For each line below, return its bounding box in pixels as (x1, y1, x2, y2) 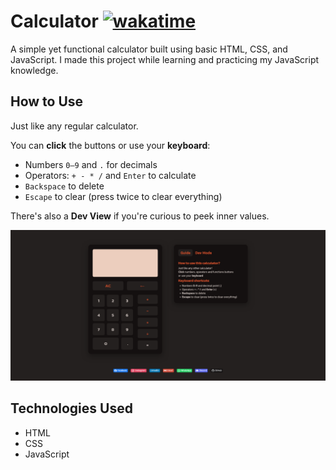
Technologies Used (10, 400, 133, 417)
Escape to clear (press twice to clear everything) (24, 190, 223, 202)
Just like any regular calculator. (10, 120, 139, 132)
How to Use (10, 93, 84, 110)
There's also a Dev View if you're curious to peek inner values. (10, 210, 270, 222)
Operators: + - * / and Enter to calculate (24, 169, 197, 181)
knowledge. (10, 64, 59, 76)
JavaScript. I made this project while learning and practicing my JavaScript (10, 53, 320, 65)
